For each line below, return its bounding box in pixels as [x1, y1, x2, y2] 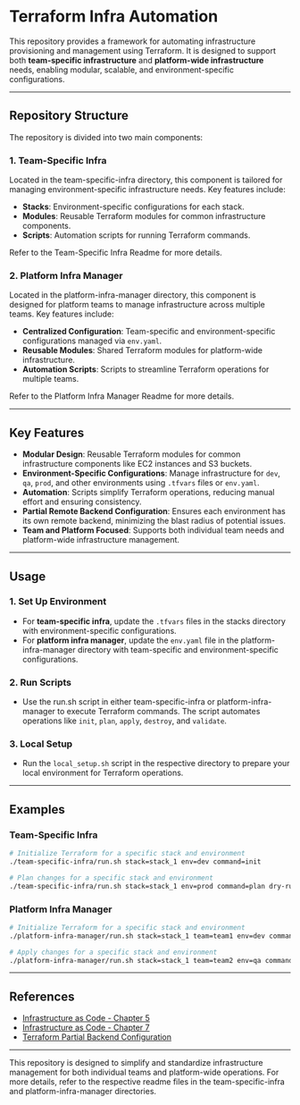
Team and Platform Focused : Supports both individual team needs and [21, 525, 285, 536]
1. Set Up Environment [9, 595, 107, 608]
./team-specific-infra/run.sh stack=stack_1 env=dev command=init [9, 857, 262, 866]
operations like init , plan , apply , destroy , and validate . [21, 715, 228, 726]
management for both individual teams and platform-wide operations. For [9, 1067, 279, 1078]
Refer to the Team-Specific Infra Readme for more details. [9, 248, 223, 258]
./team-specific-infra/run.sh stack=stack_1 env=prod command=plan [9, 881, 266, 890]
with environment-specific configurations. [21, 625, 177, 636]
